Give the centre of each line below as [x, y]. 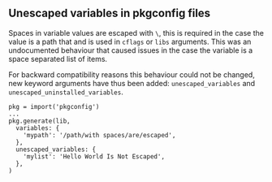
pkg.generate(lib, [39, 121]
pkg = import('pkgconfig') [54, 106]
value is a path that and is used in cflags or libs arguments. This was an [130, 41]
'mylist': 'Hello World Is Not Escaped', [94, 156]
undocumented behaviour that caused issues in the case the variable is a [131, 50]
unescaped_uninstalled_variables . [66, 92]
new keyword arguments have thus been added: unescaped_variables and [132, 83]
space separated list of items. [58, 58]
